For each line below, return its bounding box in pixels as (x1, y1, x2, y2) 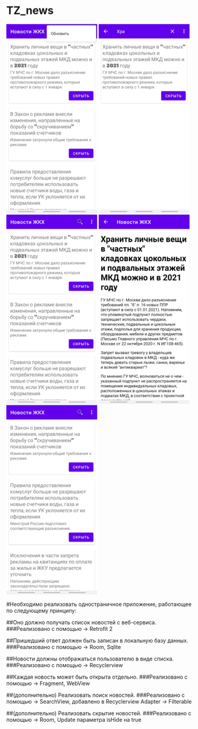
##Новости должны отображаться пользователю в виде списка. (6, 655, 174, 662)
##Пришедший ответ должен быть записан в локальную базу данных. (6, 637, 189, 644)
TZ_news (6, 4, 54, 18)
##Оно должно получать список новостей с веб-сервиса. (6, 619, 157, 626)
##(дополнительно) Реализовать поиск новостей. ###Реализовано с (6, 691, 185, 699)
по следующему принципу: (6, 607, 77, 614)
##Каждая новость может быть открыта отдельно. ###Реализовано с (6, 673, 188, 681)
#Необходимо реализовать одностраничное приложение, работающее (6, 601, 192, 608)
